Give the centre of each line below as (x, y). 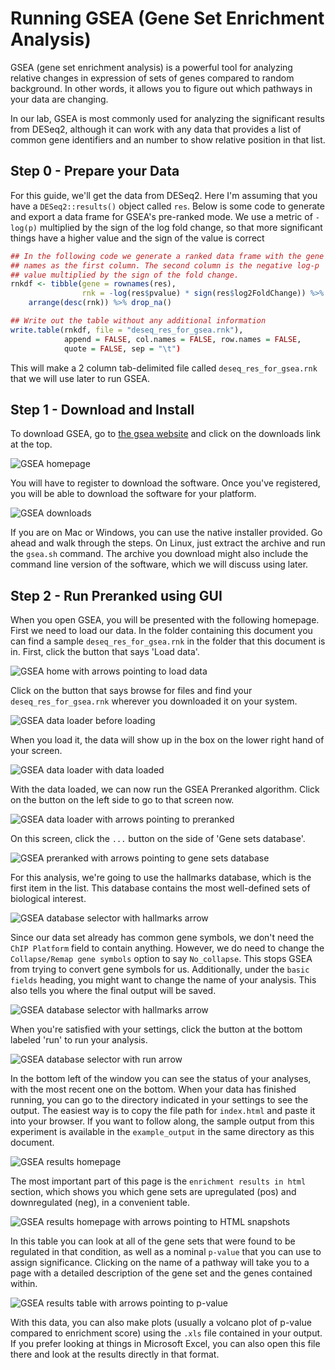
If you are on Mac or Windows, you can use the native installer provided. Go (166, 533)
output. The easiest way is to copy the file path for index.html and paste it (163, 1111)
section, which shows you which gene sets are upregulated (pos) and (153, 1192)
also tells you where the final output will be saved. (113, 991)
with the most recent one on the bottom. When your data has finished (153, 1089)
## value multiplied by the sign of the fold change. (125, 275)
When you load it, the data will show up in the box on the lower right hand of (167, 740)
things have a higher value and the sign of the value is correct (137, 238)
